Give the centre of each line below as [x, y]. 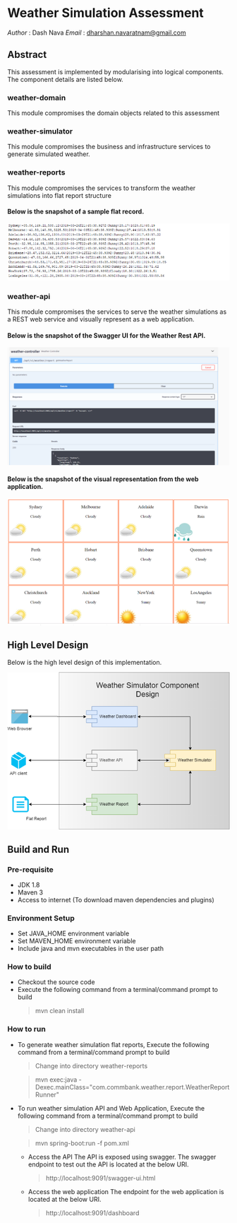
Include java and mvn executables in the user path [91, 949]
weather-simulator [40, 131]
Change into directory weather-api [85, 1129]
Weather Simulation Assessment [106, 13]
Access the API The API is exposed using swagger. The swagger [122, 1157]
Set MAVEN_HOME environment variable [77, 941]
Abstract [27, 55]
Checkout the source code [56, 982]
